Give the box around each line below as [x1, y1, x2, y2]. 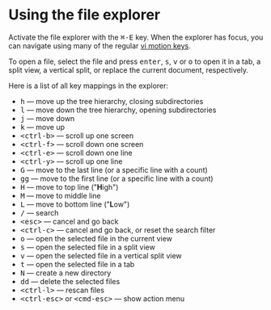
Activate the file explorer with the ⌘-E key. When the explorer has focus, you [8, 32, 264, 42]
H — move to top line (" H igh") [19, 182, 119, 191]
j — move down [19, 113, 75, 123]
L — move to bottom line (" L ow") [19, 199, 130, 209]
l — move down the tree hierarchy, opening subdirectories [19, 105, 217, 115]
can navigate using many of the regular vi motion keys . [8, 40, 192, 50]
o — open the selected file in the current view [19, 233, 172, 243]
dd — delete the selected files [19, 276, 121, 286]
